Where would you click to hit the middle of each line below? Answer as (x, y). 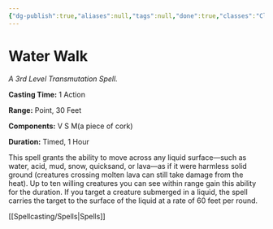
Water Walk (48, 56)
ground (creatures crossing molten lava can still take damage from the (126, 175)
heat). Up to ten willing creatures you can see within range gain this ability (132, 183)
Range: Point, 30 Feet (45, 110)
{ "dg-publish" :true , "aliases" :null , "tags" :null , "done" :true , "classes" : (132, 16)
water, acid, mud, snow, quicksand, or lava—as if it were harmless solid (128, 166)
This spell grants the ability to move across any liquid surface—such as (128, 157)
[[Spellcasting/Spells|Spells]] (57, 216)
